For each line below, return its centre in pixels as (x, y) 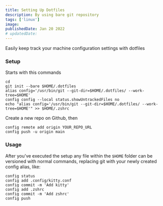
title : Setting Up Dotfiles (35, 10)
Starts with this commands (33, 72)
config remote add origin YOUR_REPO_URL (49, 127)
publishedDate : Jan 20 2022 (35, 29)
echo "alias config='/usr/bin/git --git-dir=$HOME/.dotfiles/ (73, 104)
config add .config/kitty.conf (38, 181)
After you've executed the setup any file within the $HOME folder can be (79, 156)
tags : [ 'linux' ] (22, 19)
